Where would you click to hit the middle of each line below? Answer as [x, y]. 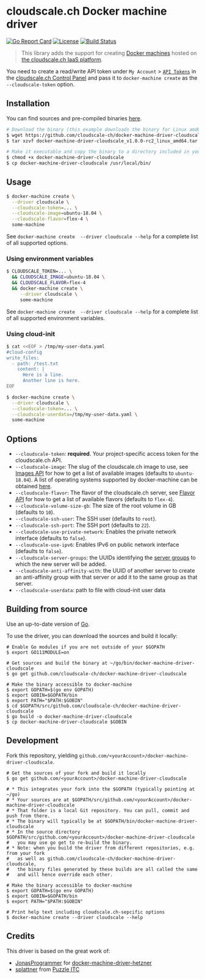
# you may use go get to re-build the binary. [69, 842]
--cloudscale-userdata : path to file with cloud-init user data [90, 590]
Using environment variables [50, 258]
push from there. [28, 816]
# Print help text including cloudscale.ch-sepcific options [86, 912]
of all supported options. [37, 243]
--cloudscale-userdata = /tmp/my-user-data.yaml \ [75, 414]
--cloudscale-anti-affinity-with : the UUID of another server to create [105, 571]
